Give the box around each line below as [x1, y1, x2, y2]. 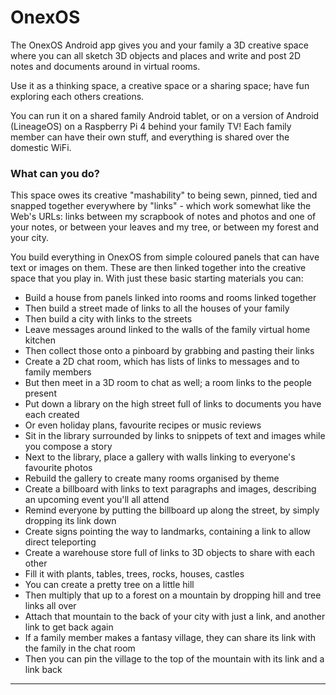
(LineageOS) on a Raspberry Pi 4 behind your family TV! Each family [10, 120, 292, 132]
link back [24, 664, 63, 676]
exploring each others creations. [10, 90, 145, 102]
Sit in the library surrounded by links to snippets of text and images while [24, 430, 326, 442]
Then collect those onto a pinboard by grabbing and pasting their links [24, 345, 315, 357]
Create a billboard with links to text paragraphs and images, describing [24, 483, 317, 495]
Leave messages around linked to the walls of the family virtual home [24, 324, 311, 336]
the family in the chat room [24, 642, 136, 655]
